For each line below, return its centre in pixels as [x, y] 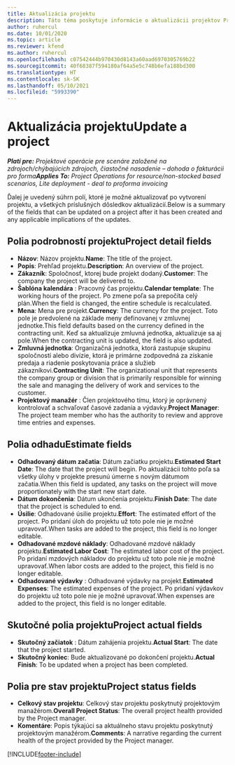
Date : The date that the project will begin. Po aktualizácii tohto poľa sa [119, 469]
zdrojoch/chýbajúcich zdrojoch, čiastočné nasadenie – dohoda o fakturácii [116, 168]
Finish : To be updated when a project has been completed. [102, 665]
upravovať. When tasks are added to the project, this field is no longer [117, 528]
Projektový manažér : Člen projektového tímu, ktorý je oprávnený [112, 400]
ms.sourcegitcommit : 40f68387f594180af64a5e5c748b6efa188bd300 [101, 66]
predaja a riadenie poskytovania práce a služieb [86, 363]
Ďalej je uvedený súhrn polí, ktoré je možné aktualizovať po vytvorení [107, 197]
